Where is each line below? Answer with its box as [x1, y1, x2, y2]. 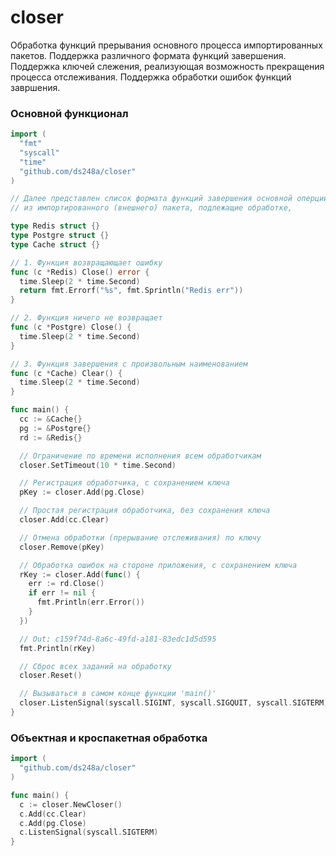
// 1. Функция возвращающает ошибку [10, 257, 163, 268]
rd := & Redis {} [19, 432, 83, 443]
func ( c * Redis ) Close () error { [10, 267, 150, 277]
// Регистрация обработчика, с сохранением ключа [19, 478, 230, 488]
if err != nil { [28, 588, 97, 598]
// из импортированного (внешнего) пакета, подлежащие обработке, [10, 203, 293, 213]
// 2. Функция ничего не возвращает [10, 313, 163, 323]
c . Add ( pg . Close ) [19, 818, 87, 828]
